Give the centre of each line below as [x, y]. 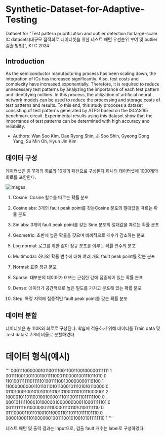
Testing [21, 20]
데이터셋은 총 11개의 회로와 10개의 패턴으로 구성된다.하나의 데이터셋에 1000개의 [82, 171]
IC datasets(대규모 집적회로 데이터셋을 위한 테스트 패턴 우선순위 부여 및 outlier [82, 39]
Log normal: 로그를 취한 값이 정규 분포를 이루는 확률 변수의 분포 [74, 246]
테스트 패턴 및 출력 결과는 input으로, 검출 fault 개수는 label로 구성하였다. [75, 429]
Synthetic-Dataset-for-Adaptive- [75, 9]
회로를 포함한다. [21, 177]
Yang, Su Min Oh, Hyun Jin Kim [45, 141]
